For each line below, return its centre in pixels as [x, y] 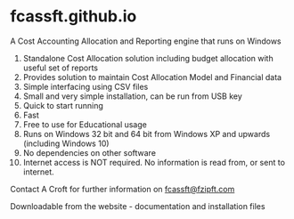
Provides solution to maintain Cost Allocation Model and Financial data [152, 77]
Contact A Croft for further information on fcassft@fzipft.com [122, 189]
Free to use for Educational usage [85, 124]
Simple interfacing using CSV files [86, 86]
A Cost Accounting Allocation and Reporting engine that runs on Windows [146, 41]
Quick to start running [63, 105]
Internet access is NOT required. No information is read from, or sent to [154, 162]
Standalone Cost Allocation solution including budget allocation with [148, 58]
